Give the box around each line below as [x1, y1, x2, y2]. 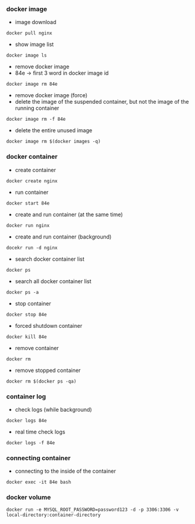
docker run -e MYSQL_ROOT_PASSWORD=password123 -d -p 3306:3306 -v [6, 506, 179, 513]
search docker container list [14, 255, 85, 263]
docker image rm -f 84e [6, 117, 66, 123]
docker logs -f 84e [6, 439, 55, 446]
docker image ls [6, 53, 47, 59]
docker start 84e [6, 200, 50, 206]
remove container [14, 344, 59, 351]
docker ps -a [6, 289, 39, 295]
